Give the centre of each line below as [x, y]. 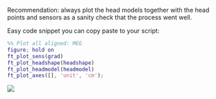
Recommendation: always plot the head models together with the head [108, 10]
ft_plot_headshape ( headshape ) [51, 63]
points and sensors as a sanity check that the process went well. [100, 17]
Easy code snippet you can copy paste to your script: [83, 31]
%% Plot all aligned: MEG [44, 44]
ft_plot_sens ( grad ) [35, 56]
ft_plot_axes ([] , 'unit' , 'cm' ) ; [56, 75]
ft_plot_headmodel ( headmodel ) [51, 69]
